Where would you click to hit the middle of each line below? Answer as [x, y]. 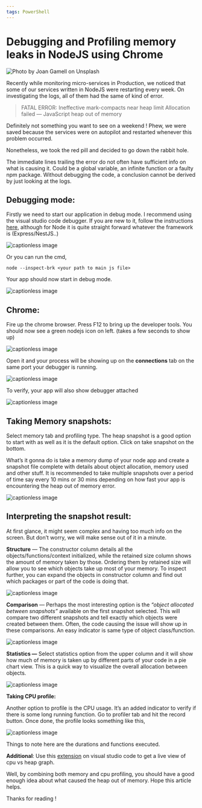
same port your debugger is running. [52, 367]
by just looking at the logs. [39, 181]
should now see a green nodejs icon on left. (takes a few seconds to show [98, 331]
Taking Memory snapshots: [59, 421]
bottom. [16, 448]
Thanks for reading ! [31, 798]
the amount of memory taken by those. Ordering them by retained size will [99, 562]
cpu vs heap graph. [30, 762]
